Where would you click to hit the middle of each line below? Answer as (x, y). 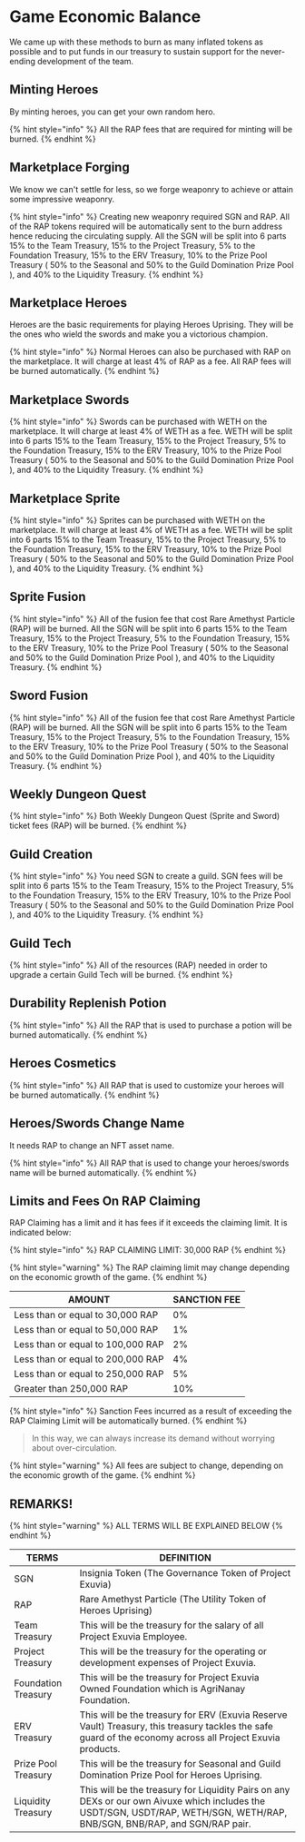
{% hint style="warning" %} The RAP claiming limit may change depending (150, 1267)
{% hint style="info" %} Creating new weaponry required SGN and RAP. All (150, 216)
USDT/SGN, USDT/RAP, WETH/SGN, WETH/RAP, (183, 1813)
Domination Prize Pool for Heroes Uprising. (171, 1775)
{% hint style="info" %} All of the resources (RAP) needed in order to (138, 965)
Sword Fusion (49, 696)
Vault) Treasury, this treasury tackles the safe (177, 1727)
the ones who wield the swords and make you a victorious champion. (139, 334)
